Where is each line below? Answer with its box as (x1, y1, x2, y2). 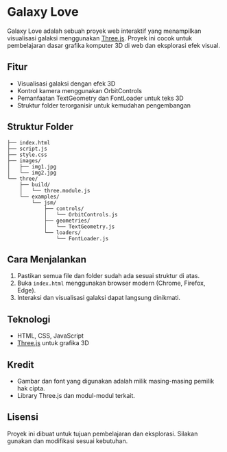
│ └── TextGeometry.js (43, 223, 115, 230)
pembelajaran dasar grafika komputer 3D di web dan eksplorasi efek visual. (7, 41, 221, 49)
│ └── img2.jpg (7, 169, 57, 176)
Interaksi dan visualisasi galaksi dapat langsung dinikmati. (16, 294, 180, 302)
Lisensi (7, 412, 39, 423)
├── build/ (19, 181, 51, 188)
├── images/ (7, 157, 41, 164)
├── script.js (7, 145, 48, 152)
